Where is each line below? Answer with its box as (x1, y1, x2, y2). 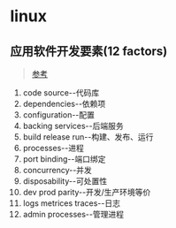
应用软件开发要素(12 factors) (10, 43, 168, 58)
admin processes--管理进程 (22, 209, 125, 219)
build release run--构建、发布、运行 (22, 132, 154, 142)
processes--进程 (22, 143, 85, 153)
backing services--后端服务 (22, 121, 124, 131)
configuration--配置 (22, 110, 96, 120)
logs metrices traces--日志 (22, 198, 120, 209)
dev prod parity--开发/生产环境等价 (22, 187, 151, 197)
